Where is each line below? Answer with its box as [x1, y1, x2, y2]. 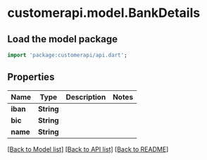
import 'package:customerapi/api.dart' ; [7, 51, 128, 59]
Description [65, 92, 106, 101]
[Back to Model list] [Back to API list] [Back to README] [7, 144, 169, 153]
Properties [7, 71, 55, 83]
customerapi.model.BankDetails [7, 5, 201, 21]
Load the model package [7, 33, 118, 45]
